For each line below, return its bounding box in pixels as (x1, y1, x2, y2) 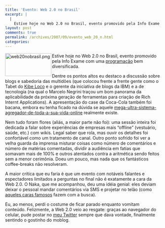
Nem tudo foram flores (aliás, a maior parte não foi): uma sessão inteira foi (5, 119, 156, 125)
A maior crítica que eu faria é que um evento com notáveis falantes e (5, 171, 145, 177)
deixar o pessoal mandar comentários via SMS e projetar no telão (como (5, 186, 152, 192)
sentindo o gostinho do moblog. (5, 217, 70, 223)
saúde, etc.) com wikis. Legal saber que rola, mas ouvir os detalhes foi (5, 129, 148, 136)
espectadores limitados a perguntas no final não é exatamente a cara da (5, 176, 152, 182)
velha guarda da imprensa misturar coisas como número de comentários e (5, 140, 156, 146)
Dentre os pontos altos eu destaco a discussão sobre (52, 73, 160, 79)
